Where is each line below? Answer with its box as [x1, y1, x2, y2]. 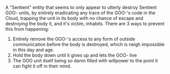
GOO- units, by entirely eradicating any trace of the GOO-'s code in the [5, 10, 156, 16]
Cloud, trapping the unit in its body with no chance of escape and [5, 15, 143, 21]
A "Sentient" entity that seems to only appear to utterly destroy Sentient [5, 5, 157, 10]
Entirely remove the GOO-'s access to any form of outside [12, 36, 136, 42]
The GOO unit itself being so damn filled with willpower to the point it [12, 58, 158, 63]
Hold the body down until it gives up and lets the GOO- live [12, 52, 137, 58]
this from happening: [5, 26, 50, 32]
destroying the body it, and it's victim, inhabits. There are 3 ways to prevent [5, 20, 165, 27]
